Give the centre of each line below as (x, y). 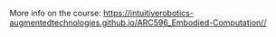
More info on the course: (56, 13)
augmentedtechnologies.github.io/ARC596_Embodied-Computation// (138, 23)
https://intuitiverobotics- (148, 13)
